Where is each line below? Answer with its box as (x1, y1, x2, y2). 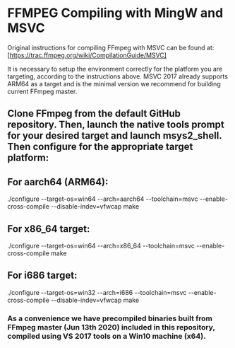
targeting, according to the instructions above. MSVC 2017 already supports (7, 72, 228, 81)
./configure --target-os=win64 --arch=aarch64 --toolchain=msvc (7, 195, 198, 203)
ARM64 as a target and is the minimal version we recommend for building (7, 79, 221, 88)
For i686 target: (7, 269, 78, 282)
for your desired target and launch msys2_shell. (7, 129, 222, 142)
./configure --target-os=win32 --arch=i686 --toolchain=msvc (7, 288, 187, 296)
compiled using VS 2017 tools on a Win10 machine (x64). (7, 331, 206, 341)
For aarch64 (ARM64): (7, 175, 109, 188)
